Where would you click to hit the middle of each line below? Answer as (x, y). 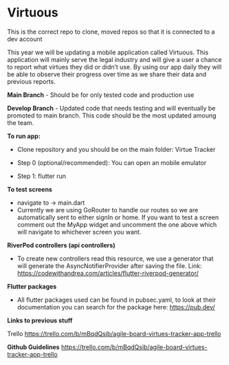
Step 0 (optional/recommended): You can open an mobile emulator (112, 162)
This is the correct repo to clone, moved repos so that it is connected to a (111, 32)
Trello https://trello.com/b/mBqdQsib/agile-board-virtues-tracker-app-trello (114, 333)
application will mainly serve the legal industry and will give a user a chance (115, 59)
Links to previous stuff (40, 320)
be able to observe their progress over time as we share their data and (107, 74)
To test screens (30, 189)
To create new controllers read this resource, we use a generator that (115, 258)
